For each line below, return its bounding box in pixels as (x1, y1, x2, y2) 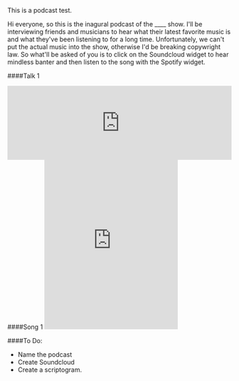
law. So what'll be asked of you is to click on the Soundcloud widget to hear (7, 50, 229, 59)
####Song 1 (7, 322, 43, 331)
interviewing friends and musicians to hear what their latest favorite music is (7, 28, 231, 36)
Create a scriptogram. (17, 365, 83, 374)
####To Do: (7, 337, 43, 345)
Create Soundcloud (17, 358, 75, 366)
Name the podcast (17, 350, 73, 359)
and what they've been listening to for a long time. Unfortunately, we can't (7, 35, 225, 44)
